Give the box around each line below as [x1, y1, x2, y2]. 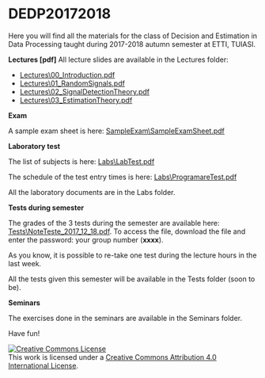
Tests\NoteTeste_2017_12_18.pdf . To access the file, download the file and [8, 227, 246, 236]
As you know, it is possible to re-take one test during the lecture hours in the [8, 250, 257, 260]
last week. [8, 258, 42, 268]
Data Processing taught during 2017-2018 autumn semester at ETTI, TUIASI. [8, 39, 256, 48]
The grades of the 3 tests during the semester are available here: [8, 218, 220, 227]
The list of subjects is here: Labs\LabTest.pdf [8, 156, 155, 166]
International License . [8, 361, 79, 370]
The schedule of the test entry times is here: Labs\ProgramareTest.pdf [8, 172, 237, 181]
